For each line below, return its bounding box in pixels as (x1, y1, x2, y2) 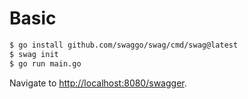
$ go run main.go (9, 58, 82, 69)
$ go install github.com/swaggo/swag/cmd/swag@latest (9, 40, 239, 50)
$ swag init (9, 49, 59, 59)
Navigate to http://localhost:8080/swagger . (9, 77, 187, 89)
